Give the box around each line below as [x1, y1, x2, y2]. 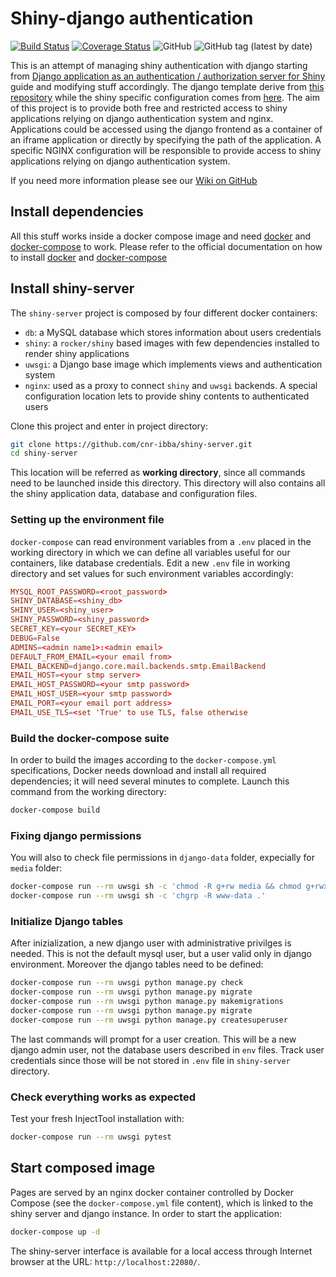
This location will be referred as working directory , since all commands [10, 467, 306, 479]
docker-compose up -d [10, 1227, 101, 1237]
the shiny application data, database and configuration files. [10, 488, 258, 500]
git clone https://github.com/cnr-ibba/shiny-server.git [10, 439, 253, 449]
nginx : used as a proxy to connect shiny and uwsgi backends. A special [24, 379, 318, 391]
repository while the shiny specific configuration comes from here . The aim [10, 91, 320, 103]
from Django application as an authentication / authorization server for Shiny [10, 70, 326, 82]
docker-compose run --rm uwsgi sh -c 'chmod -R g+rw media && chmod [10, 882, 302, 892]
